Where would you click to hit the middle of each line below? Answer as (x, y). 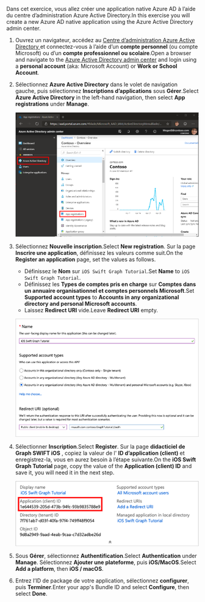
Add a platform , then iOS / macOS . (59, 569)
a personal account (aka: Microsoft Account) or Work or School (96, 66)
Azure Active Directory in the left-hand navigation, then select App (100, 97)
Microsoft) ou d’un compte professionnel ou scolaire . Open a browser (103, 53)
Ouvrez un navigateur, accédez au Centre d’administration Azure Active (105, 40)
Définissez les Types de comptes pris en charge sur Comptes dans (110, 284)
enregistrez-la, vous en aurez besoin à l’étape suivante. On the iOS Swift (106, 459)
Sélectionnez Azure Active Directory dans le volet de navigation (96, 84)
